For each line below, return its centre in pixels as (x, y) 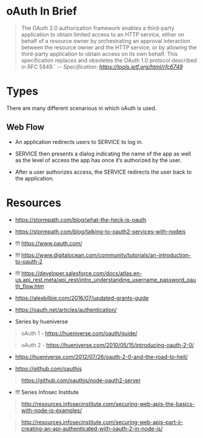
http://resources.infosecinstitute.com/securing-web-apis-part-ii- (102, 422)
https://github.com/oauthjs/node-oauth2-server (81, 380)
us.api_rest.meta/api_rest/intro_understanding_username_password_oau (105, 279)
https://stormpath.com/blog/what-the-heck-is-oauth (81, 219)
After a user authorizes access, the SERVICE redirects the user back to (103, 172)
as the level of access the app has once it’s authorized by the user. (98, 160)
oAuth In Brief (42, 11)
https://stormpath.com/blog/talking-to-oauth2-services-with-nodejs (100, 231)
